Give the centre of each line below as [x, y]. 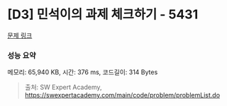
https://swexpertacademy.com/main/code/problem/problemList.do [122, 95]
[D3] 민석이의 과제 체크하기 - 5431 [103, 14]
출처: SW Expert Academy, [63, 87]
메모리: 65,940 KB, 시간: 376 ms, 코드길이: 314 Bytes [83, 72]
